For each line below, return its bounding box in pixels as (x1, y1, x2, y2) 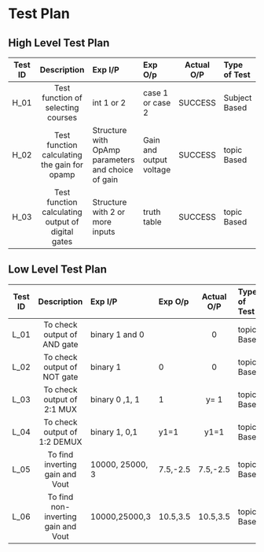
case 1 (142, 87, 169, 98)
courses (46, 112, 77, 123)
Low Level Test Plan (8, 263, 108, 276)
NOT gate (42, 371, 79, 382)
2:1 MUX (44, 403, 77, 414)
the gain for (40, 159, 84, 170)
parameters (92, 154, 135, 165)
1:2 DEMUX (38, 436, 82, 447)
